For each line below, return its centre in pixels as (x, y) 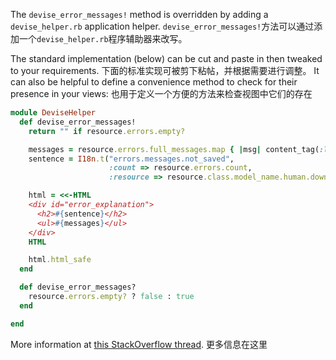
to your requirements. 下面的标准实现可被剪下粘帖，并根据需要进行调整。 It (165, 70)
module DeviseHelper (53, 113)
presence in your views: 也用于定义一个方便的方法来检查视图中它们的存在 (161, 93)
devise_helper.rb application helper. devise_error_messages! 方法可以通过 (162, 26)
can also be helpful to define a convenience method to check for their (154, 82)
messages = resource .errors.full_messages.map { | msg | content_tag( (174, 149)
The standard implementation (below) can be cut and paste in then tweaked (166, 58)
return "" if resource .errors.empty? (107, 131)
